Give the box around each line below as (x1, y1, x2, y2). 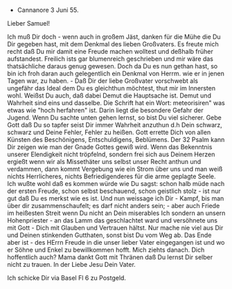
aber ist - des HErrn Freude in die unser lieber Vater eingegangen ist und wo (7, 239, 225, 246)
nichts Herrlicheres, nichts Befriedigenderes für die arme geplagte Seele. (7, 172, 216, 180)
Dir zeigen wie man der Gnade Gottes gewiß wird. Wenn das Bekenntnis (7, 143, 213, 151)
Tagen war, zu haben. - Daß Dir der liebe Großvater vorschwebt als (7, 77, 199, 85)
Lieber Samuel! (7, 19, 51, 27)
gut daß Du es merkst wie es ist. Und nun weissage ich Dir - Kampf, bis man (7, 194, 224, 203)
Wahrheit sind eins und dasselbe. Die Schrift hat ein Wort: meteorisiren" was (7, 99, 225, 106)
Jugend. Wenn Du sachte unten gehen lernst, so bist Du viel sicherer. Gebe (7, 113, 222, 122)
